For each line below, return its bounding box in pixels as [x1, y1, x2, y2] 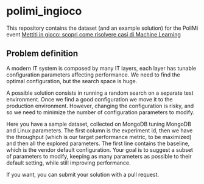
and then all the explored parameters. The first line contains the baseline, [6, 140, 190, 147]
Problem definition [6, 49, 79, 59]
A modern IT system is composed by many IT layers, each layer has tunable [6, 64, 197, 72]
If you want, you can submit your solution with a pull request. [6, 171, 160, 178]
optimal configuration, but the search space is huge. [6, 77, 138, 84]
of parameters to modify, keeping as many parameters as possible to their [6, 152, 192, 160]
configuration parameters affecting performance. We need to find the [6, 71, 181, 78]
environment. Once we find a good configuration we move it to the [6, 95, 173, 103]
